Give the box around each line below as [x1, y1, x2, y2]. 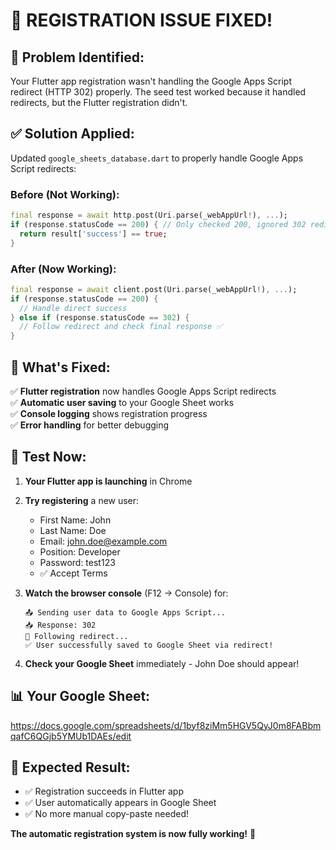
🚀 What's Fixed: [10, 359, 111, 376]
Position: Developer [39, 545, 121, 558]
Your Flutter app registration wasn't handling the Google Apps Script [10, 75, 293, 87]
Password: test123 [39, 556, 116, 568]
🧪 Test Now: [10, 449, 87, 466]
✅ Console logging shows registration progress [10, 407, 208, 419]
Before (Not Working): [10, 187, 120, 201]
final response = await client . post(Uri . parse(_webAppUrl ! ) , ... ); [10, 284, 298, 294]
